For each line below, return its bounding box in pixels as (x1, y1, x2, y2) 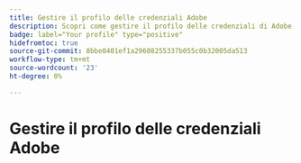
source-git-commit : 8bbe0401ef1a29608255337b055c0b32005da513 (9, 47, 248, 56)
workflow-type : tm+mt (9, 55, 91, 64)
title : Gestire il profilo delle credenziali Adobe (9, 13, 207, 23)
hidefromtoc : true (9, 38, 78, 48)
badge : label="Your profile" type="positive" (9, 30, 183, 39)
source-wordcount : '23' (9, 64, 99, 73)
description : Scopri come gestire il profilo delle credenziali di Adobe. (9, 22, 296, 31)
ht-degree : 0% (9, 72, 63, 81)
